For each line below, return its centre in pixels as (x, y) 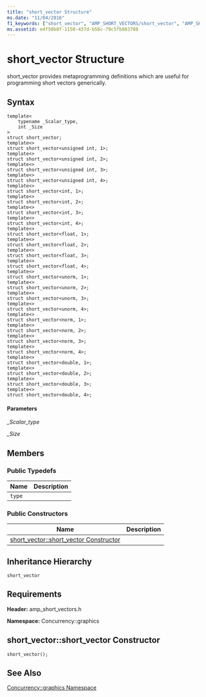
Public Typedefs (32, 470)
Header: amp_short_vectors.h (44, 609)
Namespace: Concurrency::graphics (53, 621)
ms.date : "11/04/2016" (36, 18)
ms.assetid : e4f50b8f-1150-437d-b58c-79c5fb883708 (73, 29)
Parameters (22, 409)
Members (26, 453)
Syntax (21, 102)
